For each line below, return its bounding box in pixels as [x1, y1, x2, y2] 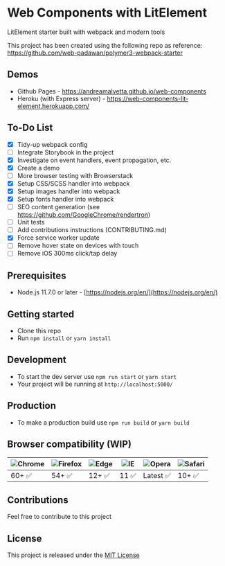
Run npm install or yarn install [17, 334, 111, 342]
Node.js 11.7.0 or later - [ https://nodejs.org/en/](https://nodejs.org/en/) [17, 288, 218, 297]
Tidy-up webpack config [17, 140, 88, 148]
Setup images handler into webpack [17, 187, 120, 195]
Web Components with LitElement [7, 5, 208, 21]
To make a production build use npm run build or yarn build [17, 418, 190, 427]
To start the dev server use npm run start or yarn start [17, 372, 177, 380]
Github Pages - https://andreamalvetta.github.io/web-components [17, 87, 206, 95]
